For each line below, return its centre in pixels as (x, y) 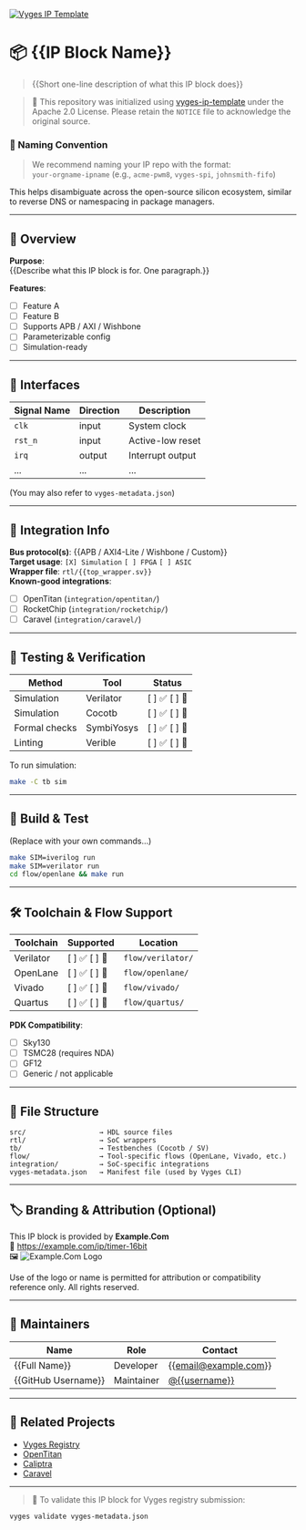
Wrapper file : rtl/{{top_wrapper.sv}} (81, 571)
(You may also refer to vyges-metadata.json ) (92, 493)
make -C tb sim (38, 781)
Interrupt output (163, 456)
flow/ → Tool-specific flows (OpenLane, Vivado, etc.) (148, 1157)
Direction (99, 410)
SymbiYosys (112, 728)
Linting (29, 742)
